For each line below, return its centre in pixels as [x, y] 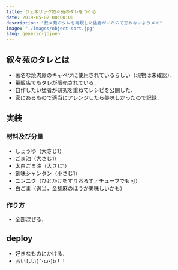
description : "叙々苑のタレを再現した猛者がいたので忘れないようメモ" [85, 23]
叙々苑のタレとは [38, 59]
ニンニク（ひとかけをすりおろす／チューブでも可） [78, 180]
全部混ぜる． [31, 219]
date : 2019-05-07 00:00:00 [40, 17]
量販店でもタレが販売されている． [57, 82]
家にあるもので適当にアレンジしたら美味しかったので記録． [88, 97]
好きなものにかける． [41, 253]
